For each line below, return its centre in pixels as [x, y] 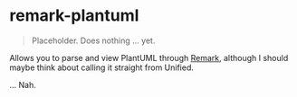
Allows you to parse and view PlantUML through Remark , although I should [149, 57]
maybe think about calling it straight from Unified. [102, 67]
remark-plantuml [74, 16]
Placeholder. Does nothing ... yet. [93, 40]
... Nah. [23, 84]
